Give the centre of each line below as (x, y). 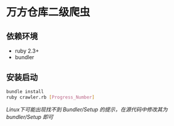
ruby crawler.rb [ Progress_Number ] (51, 97)
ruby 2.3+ (27, 51)
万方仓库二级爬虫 (48, 12)
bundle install (25, 91)
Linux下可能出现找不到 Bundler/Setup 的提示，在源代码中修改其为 (87, 109)
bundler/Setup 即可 (30, 116)
